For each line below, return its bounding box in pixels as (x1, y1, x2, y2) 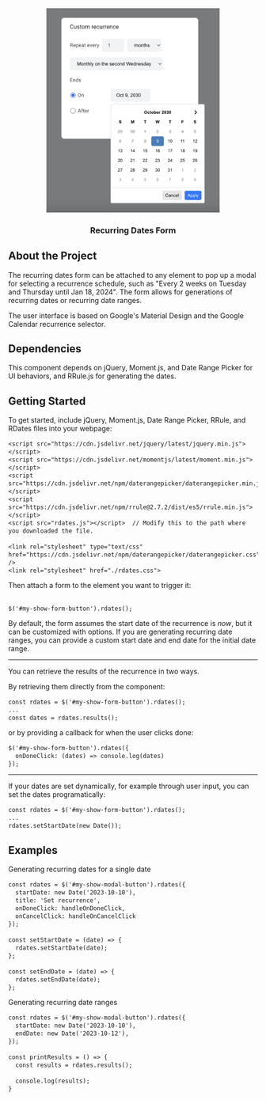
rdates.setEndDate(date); (15, 976, 101, 984)
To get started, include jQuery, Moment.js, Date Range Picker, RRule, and (8, 415, 246, 425)
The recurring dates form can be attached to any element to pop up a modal (8, 270, 256, 279)
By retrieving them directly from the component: (8, 682, 165, 692)
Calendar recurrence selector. (8, 319, 106, 328)
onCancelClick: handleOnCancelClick (15, 912, 136, 920)
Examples (8, 844, 58, 857)
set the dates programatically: (8, 790, 105, 799)
